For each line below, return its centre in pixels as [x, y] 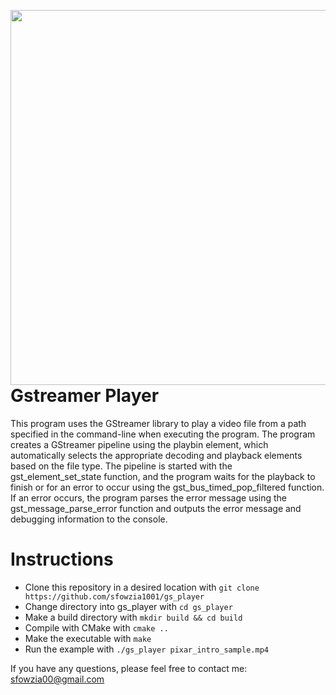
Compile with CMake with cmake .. [96, 627]
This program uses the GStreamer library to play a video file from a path [158, 423]
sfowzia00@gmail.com [57, 679]
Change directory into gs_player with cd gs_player [128, 606]
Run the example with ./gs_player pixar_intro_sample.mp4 [146, 649]
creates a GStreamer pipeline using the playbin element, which [139, 444]
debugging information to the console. [89, 519]
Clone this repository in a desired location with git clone [142, 587]
